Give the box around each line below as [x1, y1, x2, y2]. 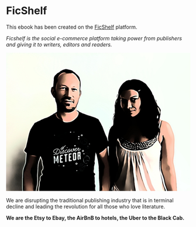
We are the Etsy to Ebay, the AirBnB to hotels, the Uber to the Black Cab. [6, 214, 185, 221]
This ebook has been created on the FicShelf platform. [6, 23, 137, 30]
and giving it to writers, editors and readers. [6, 41, 112, 48]
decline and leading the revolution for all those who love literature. [6, 203, 166, 210]
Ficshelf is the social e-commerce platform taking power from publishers [6, 35, 183, 42]
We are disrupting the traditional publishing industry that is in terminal [6, 197, 174, 204]
